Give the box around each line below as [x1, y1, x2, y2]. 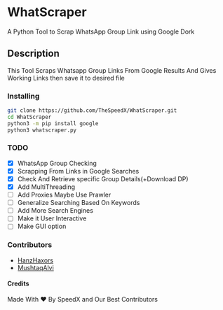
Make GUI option [17, 222, 67, 231]
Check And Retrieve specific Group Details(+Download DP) [17, 174, 189, 183]
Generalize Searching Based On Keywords [17, 199, 140, 207]
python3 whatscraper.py [7, 127, 77, 134]
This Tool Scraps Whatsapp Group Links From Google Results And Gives [7, 66, 217, 74]
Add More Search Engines [17, 206, 93, 215]
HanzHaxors [17, 256, 54, 265]
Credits [7, 279, 29, 288]
